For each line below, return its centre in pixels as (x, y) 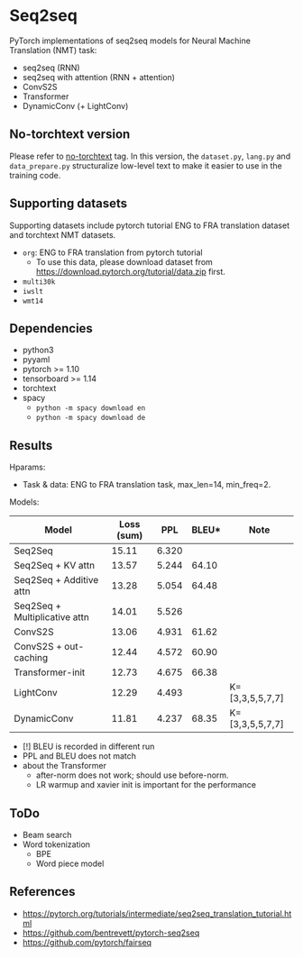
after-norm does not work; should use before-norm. (132, 775)
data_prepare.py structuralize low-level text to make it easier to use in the (146, 165)
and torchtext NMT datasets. (63, 234)
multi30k (39, 282)
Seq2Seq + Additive (56, 580)
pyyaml (36, 360)
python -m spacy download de (91, 418)
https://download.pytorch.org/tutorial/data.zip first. (130, 271)
